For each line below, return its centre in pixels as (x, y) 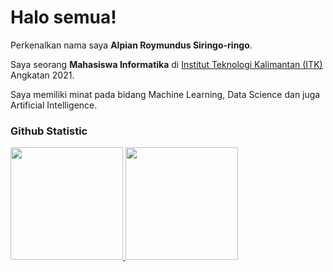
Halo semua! (63, 17)
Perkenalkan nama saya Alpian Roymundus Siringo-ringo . (131, 45)
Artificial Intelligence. (54, 105)
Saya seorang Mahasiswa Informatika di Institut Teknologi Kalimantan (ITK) (166, 64)
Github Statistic (49, 131)
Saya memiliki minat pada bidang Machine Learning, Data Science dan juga (165, 94)
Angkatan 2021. (42, 75)
